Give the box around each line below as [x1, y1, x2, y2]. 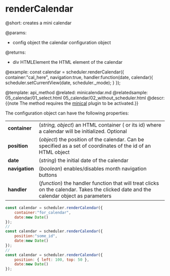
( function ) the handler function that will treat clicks [38, 179, 159, 186]
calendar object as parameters [38, 192, 112, 199]
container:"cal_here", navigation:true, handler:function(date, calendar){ [5, 74, 153, 80]
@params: [5, 29, 27, 35]
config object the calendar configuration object [12, 39, 111, 46]
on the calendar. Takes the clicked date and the [38, 186, 152, 193]
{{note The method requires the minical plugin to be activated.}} [5, 100, 139, 106]
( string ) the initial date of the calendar [38, 156, 129, 164]
